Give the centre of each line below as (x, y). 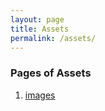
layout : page (37, 19)
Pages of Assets (51, 73)
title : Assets (40, 29)
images (40, 95)
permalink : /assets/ (53, 38)
